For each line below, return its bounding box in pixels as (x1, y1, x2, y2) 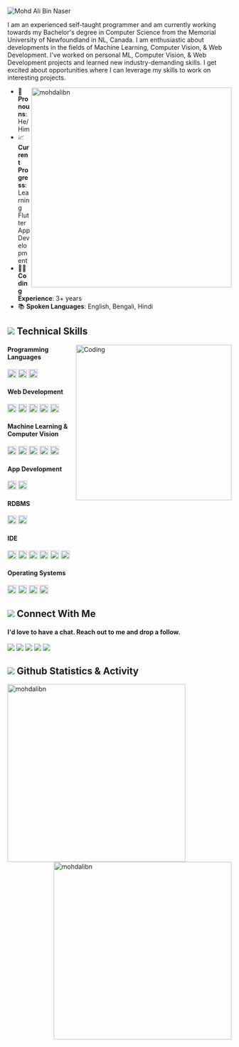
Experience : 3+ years (17, 294, 83, 302)
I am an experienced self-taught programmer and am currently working (7, 21, 216, 28)
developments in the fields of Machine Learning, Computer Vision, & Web (7, 43, 223, 51)
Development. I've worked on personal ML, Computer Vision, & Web (7, 50, 207, 59)
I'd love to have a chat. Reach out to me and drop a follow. (7, 628, 181, 636)
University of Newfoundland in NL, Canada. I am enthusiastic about (7, 36, 204, 44)
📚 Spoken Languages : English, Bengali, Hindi (17, 302, 154, 311)
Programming (7, 345, 49, 353)
